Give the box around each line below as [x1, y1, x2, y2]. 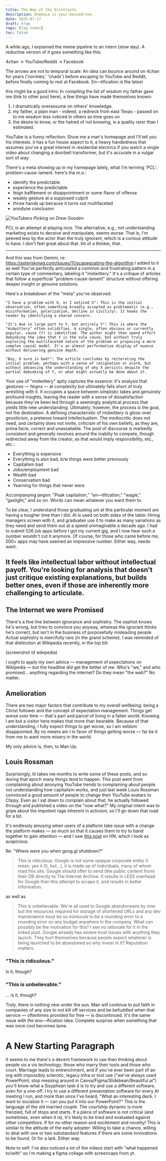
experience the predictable [12, 185, 68, 191]
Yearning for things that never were [12, 483, 85, 488]
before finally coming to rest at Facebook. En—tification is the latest [5, 79, 143, 85]
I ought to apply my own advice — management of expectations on [5, 659, 142, 665]
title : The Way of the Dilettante [5, 7, 77, 12]
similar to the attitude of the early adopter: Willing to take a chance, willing [5, 1125, 157, 1131]
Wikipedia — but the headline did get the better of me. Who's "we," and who [5, 664, 161, 671]
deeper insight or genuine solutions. [5, 281, 79, 287]
